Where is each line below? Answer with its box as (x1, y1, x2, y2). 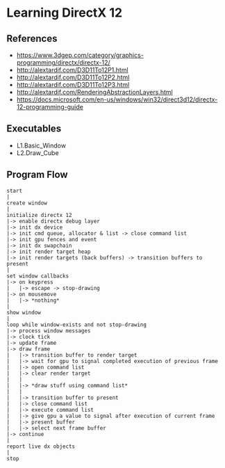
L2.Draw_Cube (16, 148, 60, 157)
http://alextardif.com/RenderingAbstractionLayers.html (16, 88, 173, 96)
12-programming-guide (16, 103, 84, 111)
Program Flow (6, 169, 68, 181)
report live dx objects (6, 443, 76, 450)
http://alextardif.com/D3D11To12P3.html (16, 81, 130, 88)
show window (6, 309, 41, 316)
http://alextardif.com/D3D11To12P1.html (16, 66, 129, 74)
